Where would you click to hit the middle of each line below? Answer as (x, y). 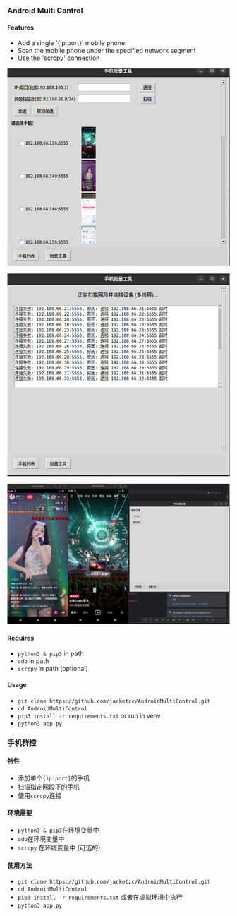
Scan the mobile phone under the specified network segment (107, 51)
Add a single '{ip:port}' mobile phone (71, 43)
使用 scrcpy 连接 (39, 795)
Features (20, 28)
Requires (21, 638)
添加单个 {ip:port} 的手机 (54, 778)
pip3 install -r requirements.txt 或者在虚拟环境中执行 (100, 897)
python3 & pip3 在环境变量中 (59, 830)
